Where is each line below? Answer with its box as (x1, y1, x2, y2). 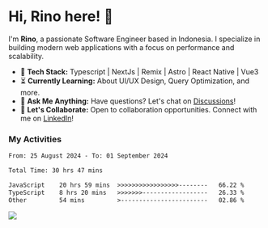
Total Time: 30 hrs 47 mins (8, 167, 104, 175)
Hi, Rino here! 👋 (8, 7, 113, 26)
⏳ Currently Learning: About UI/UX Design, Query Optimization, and (19, 76, 249, 86)
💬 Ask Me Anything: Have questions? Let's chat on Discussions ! (19, 96, 236, 106)
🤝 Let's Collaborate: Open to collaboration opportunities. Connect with (19, 104, 257, 114)
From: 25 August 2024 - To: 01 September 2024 (8, 152, 168, 160)
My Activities (8, 133, 62, 145)
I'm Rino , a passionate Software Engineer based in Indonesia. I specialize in (8, 34, 261, 44)
